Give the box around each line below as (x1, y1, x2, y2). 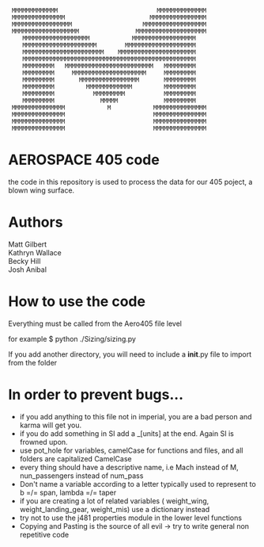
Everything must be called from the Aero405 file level (8, 319, 182, 328)
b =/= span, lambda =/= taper (19, 488, 117, 497)
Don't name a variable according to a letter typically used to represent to (19, 479, 257, 488)
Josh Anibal (8, 265, 47, 274)
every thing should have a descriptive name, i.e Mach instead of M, (19, 462, 239, 472)
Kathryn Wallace (8, 247, 62, 257)
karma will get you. (19, 420, 82, 430)
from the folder (8, 358, 58, 367)
